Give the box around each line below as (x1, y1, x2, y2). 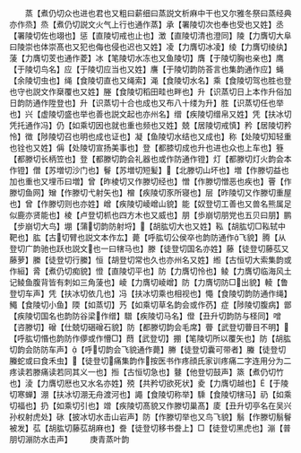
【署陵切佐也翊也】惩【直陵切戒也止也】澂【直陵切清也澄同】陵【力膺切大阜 (9, 30, 292, 40)
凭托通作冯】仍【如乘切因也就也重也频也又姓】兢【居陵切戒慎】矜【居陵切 (9, 120, 284, 130)
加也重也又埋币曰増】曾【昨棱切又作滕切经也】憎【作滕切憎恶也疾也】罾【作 (9, 176, 292, 187)
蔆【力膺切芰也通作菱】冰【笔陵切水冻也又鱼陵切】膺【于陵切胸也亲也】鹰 (9, 53, 284, 63)
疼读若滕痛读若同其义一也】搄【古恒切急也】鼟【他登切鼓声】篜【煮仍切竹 (9, 367, 284, 377)
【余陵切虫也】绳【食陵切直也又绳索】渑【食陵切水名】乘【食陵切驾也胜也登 (9, 75, 292, 85)
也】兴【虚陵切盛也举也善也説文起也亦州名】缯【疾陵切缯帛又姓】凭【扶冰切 (9, 109, 292, 119)
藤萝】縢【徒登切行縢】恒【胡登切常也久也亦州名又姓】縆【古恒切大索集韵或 (9, 255, 292, 265)
